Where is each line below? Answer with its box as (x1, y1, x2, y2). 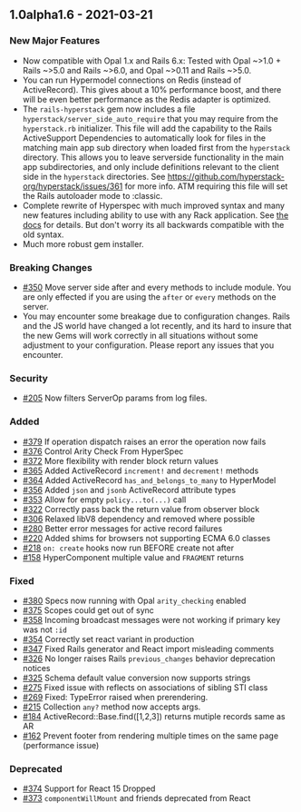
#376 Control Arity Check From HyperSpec (22, 445, 184, 457)
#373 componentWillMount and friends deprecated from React (22, 793, 251, 804)
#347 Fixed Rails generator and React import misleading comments (22, 643, 275, 654)
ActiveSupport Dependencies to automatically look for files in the (22, 132, 266, 144)
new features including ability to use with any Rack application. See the (22, 209, 289, 221)
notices (22, 662, 51, 673)
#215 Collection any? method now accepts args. (22, 701, 201, 712)
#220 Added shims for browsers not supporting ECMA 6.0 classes (22, 532, 271, 543)
